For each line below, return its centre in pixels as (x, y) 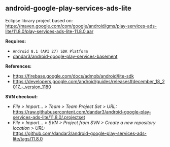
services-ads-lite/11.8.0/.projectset (49, 117)
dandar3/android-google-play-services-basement (65, 56)
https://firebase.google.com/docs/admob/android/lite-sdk (73, 76)
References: (19, 66)
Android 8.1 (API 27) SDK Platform (50, 51)
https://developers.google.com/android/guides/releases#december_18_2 (89, 81)
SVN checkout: (22, 96)
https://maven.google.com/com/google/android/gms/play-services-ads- (81, 26)
